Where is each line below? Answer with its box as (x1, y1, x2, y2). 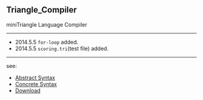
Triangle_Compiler (6, 5, 77, 15)
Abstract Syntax (14, 74, 56, 81)
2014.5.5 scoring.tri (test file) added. (14, 45, 109, 52)
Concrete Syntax (14, 80, 57, 87)
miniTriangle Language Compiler (6, 21, 88, 28)
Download (14, 87, 41, 94)
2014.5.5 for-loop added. (14, 38, 79, 45)
